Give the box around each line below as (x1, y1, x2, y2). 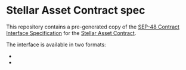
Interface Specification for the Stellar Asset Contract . (6, 29, 137, 36)
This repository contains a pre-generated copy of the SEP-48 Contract (6, 23, 180, 30)
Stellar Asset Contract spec (6, 4, 145, 17)
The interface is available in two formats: (6, 41, 106, 48)
